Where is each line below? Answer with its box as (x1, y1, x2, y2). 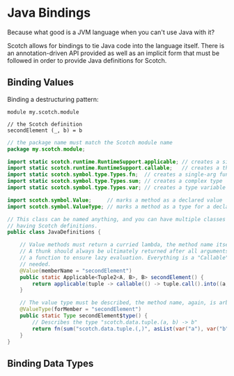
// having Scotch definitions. (7, 222, 98, 230)
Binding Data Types (7, 357, 94, 369)
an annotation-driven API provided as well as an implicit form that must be (7, 49, 220, 57)
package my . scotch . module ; (7, 145, 86, 153)
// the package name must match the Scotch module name (7, 139, 173, 146)
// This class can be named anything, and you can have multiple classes (7, 216, 226, 223)
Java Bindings (7, 5, 91, 21)
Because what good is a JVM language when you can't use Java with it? (7, 28, 214, 36)
